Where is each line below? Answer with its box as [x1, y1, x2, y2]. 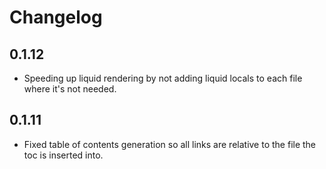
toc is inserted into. [23, 149, 104, 161]
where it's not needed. [23, 83, 117, 95]
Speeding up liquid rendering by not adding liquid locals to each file [23, 72, 303, 84]
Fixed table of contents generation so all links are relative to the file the [23, 138, 317, 150]
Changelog [9, 6, 103, 29]
